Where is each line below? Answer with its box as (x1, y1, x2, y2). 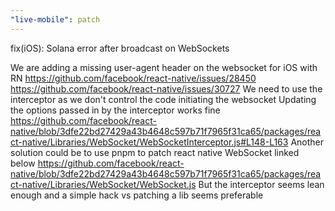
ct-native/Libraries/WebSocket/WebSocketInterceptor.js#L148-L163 (10, 136, 289, 148)
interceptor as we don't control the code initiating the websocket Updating (10, 93, 317, 105)
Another (290, 136, 325, 148)
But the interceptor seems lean (198, 178, 325, 190)
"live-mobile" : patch (10, 14, 101, 25)
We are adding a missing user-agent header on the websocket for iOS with (10, 61, 318, 73)
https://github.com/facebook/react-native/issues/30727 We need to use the (10, 82, 323, 95)
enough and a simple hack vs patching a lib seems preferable (10, 189, 264, 201)
